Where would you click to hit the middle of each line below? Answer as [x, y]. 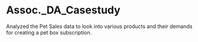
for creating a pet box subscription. [49, 32]
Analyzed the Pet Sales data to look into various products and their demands [99, 26]
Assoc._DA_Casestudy [63, 10]
